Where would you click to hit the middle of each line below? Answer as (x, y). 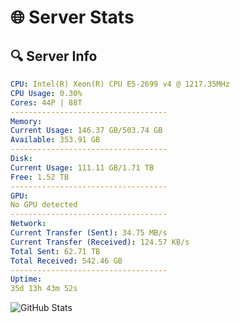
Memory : (26, 121)
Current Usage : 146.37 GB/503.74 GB (86, 131)
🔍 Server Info (54, 56)
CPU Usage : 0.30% (46, 93)
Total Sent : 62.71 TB (55, 251)
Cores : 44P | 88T (46, 102)
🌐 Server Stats (72, 17)
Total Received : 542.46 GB (66, 261)
